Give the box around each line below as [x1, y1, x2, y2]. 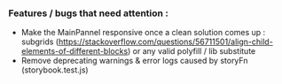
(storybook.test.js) [20, 65, 90, 75]
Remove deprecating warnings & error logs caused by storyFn [20, 56, 248, 66]
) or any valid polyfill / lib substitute [127, 46, 256, 57]
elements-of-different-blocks [20, 46, 129, 57]
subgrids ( [20, 36, 59, 47]
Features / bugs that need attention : [8, 7, 169, 19]
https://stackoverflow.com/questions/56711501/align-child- [58, 36, 274, 47]
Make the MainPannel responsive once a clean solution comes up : [20, 27, 266, 38]
